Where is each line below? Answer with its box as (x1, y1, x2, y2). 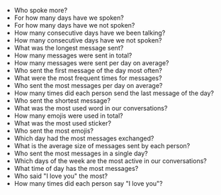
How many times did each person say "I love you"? (13, 179, 163, 187)
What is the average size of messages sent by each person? (13, 142, 191, 150)
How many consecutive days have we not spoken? (13, 36, 162, 45)
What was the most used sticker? (13, 119, 112, 127)
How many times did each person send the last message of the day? (13, 89, 215, 97)
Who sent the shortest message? (13, 96, 111, 105)
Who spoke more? (13, 6, 68, 14)
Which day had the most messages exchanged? (13, 134, 154, 143)
